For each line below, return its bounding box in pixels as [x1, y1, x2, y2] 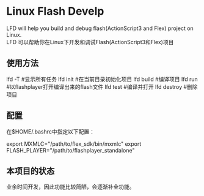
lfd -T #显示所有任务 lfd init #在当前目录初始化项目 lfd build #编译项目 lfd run [6, 75, 199, 83]
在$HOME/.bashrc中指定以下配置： [6, 127, 95, 135]
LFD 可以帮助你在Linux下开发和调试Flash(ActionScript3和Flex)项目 [6, 38, 174, 45]
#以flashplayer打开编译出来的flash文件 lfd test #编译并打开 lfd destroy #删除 [6, 83, 198, 90]
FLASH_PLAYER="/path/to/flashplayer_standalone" [6, 146, 135, 154]
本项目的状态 [6, 165, 55, 176]
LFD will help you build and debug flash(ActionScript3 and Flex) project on [6, 24, 194, 32]
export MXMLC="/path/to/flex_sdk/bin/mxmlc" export [6, 140, 142, 148]
